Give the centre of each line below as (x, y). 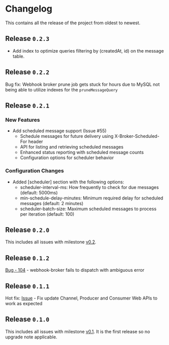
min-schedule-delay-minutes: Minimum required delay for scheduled (92, 198)
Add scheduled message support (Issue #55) (60, 131)
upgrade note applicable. (31, 337)
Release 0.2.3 (27, 39)
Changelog (29, 9)
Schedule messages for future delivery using (67, 136)
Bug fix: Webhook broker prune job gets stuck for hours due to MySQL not (82, 84)
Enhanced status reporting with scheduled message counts (82, 153)
